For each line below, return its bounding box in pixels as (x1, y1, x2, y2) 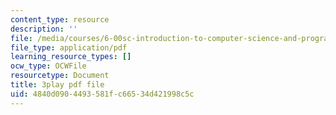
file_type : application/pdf (10, 42, 128, 53)
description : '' (10, 24, 78, 34)
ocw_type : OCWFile (10, 61, 87, 71)
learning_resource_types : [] (10, 52, 132, 62)
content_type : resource (10, 14, 110, 25)
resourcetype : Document (10, 71, 110, 81)
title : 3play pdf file (10, 80, 105, 90)
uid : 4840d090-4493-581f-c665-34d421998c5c (10, 89, 195, 99)
